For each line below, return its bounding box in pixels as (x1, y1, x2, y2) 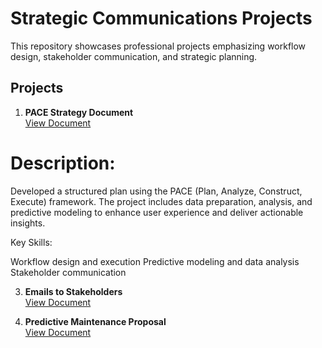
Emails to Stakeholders (24, 285, 123, 297)
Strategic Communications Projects (10, 7, 313, 30)
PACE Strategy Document (24, 106, 134, 118)
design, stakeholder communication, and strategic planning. (10, 50, 258, 62)
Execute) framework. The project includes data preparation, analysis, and (10, 195, 313, 207)
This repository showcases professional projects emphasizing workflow (10, 40, 307, 52)
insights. (10, 217, 46, 229)
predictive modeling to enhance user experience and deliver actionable (10, 206, 304, 218)
